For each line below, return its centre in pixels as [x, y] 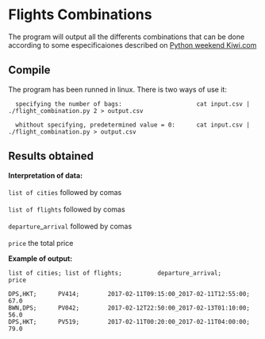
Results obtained [51, 156]
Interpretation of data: [46, 175]
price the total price [41, 243]
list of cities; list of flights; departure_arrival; [115, 273]
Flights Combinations [80, 15]
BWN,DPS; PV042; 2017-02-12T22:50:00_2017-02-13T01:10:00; [129, 308]
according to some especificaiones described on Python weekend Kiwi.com [132, 45]
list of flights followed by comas [67, 209]
